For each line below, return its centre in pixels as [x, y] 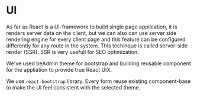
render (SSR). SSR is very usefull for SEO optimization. [72, 52]
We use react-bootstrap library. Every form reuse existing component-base [98, 81]
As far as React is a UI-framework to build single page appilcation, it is [92, 27]
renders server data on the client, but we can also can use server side [91, 33]
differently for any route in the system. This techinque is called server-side [97, 46]
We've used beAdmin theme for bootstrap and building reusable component [98, 63]
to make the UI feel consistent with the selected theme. [73, 87]
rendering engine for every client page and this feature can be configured [96, 39]
